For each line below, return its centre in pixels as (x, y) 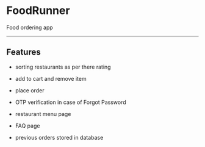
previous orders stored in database (59, 137)
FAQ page (27, 126)
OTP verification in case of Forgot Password (70, 102)
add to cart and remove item (51, 78)
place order (30, 90)
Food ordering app (30, 27)
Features (23, 52)
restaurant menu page (43, 114)
